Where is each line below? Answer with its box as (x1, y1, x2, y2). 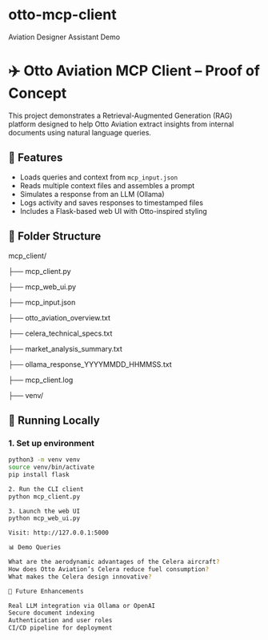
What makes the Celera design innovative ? (8, 573, 152, 581)
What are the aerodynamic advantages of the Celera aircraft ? (8, 558, 220, 566)
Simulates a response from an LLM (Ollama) (19, 189, 165, 199)
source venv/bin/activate (8, 463, 94, 472)
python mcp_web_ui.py (8, 514, 81, 522)
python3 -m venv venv (8, 456, 81, 464)
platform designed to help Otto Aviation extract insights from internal (8, 119, 234, 129)
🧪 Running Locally (8, 413, 100, 427)
